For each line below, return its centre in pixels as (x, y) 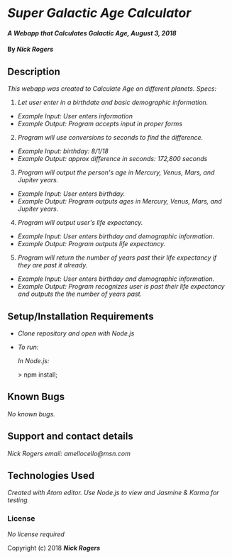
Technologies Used (51, 476)
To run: (28, 347)
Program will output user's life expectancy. (80, 223)
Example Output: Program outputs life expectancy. (92, 244)
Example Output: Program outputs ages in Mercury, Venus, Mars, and (120, 201)
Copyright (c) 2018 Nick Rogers (54, 548)
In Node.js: (33, 361)
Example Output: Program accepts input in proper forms (100, 124)
